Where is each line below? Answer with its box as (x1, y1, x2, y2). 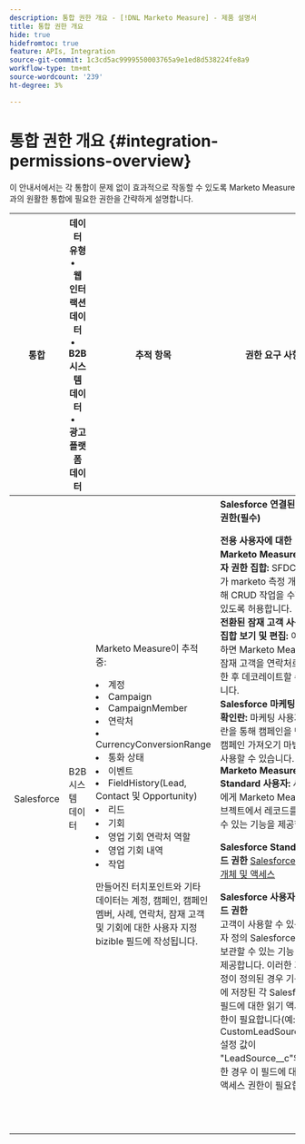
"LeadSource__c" (220, 1051, 294, 1064)
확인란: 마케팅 (220, 711, 276, 724)
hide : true (9, 30, 51, 39)
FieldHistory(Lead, (107, 776, 188, 789)
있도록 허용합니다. (220, 602, 292, 615)
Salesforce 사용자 (220, 891, 296, 903)
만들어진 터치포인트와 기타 (94, 880, 202, 893)
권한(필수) (220, 511, 261, 524)
